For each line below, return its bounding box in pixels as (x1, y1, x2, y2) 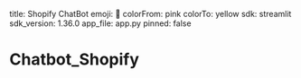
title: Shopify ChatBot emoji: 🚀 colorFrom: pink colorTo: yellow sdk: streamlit (9, 9, 292, 19)
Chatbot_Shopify (9, 49, 140, 70)
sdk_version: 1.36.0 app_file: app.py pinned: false (9, 18, 192, 29)
